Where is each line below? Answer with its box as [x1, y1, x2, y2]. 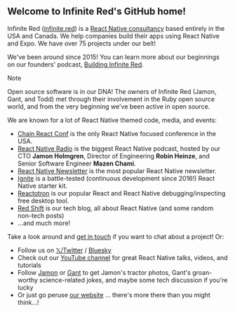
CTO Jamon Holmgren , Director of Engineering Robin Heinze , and [17, 151, 210, 160]
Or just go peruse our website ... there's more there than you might [17, 290, 210, 299]
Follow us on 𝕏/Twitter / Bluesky [17, 245, 112, 255]
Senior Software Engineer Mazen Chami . [17, 159, 137, 168]
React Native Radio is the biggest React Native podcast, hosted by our [17, 144, 221, 153]
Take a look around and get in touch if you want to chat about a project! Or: [7, 232, 224, 240]
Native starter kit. [17, 182, 68, 190]
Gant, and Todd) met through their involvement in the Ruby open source [7, 95, 215, 103]
